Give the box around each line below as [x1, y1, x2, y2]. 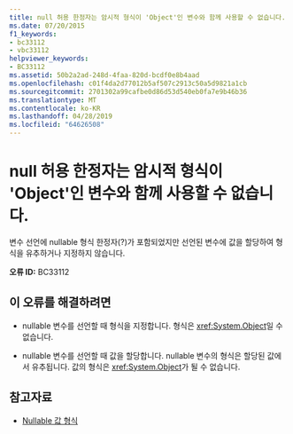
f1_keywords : [9, 29, 58, 38]
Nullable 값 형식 [21, 414, 78, 426]
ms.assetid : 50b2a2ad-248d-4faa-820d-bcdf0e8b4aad [9, 71, 200, 80]
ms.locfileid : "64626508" [9, 121, 104, 130]
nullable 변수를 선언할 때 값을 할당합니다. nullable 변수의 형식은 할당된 [21, 350, 266, 360]
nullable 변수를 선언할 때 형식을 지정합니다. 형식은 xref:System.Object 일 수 [21, 320, 283, 331]
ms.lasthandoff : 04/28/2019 [9, 112, 113, 121]
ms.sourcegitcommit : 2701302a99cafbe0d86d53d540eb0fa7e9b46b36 [9, 87, 248, 96]
